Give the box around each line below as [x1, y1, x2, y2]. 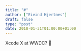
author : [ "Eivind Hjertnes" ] [5, 12, 67, 17]
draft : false [5, 17, 33, 22]
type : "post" [5, 21, 33, 27]
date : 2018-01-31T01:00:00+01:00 [5, 26, 76, 31]
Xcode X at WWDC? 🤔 [5, 40, 52, 46]
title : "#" [5, 7, 29, 13]
